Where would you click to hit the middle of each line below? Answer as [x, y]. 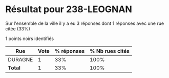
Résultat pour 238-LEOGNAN [69, 9]
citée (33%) [18, 28]
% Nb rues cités [109, 51]
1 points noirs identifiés [30, 38]
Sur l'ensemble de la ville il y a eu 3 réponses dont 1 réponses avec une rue [85, 23]
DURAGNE [20, 59]
